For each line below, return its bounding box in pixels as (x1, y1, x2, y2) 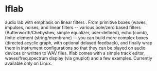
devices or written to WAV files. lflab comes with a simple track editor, (5, 50, 145, 56)
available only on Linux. (5, 60, 52, 66)
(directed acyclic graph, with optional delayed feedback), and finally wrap (5, 40, 153, 45)
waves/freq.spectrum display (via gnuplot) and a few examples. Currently (5, 55, 152, 61)
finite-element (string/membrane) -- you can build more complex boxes (5, 35, 148, 41)
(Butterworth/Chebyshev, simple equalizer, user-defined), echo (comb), (5, 29, 148, 35)
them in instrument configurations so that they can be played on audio (5, 45, 146, 51)
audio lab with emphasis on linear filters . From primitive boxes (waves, (5, 19, 147, 25)
